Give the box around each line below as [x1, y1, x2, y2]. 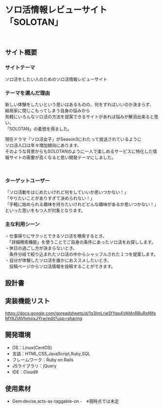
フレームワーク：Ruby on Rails [12, 356, 74, 363]
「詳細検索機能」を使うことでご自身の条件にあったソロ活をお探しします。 [9, 239, 156, 245]
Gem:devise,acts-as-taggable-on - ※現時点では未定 [12, 398, 119, 404]
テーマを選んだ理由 [5, 90, 50, 96]
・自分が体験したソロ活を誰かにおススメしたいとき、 [5, 257, 112, 263]
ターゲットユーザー [5, 177, 50, 184]
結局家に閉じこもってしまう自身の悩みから [5, 108, 91, 113]
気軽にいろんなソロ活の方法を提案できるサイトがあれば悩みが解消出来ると [5, 113, 154, 119]
